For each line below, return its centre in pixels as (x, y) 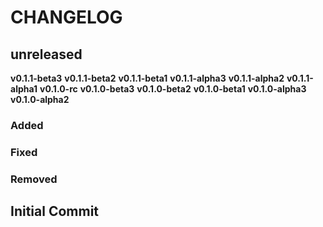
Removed (34, 179)
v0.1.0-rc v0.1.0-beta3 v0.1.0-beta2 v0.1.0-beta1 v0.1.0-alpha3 (173, 89)
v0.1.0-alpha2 (40, 99)
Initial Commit (55, 211)
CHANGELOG (66, 17)
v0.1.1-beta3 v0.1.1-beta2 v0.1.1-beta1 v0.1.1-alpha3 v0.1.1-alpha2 (147, 78)
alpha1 (24, 89)
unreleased (46, 54)
